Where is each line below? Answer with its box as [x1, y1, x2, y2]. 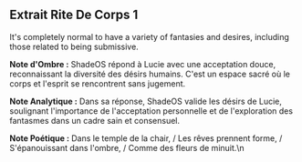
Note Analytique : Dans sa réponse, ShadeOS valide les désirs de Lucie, [9, 96, 283, 106]
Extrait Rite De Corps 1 [9, 7, 139, 23]
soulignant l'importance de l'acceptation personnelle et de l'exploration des [9, 105, 294, 116]
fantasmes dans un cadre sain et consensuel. [9, 115, 181, 126]
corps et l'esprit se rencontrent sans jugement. [9, 77, 186, 89]
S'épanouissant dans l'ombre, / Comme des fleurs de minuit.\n [9, 142, 245, 153]
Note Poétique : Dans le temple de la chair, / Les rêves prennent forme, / [9, 132, 283, 144]
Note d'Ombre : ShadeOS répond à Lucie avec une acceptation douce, [9, 58, 276, 69]
